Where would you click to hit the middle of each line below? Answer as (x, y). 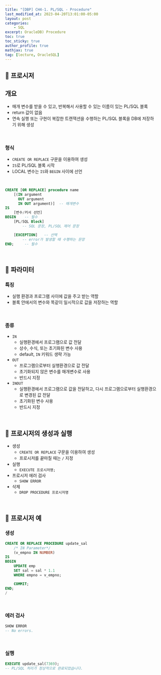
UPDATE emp (25, 566)
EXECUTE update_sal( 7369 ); (32, 664)
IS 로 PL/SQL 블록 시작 (33, 165)
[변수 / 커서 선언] (28, 213)
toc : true (15, 37)
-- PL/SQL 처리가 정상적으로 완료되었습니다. (44, 668)
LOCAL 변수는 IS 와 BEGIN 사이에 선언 (47, 171)
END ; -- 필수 (21, 244)
